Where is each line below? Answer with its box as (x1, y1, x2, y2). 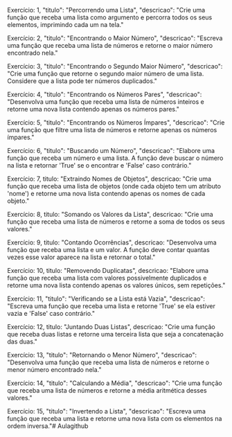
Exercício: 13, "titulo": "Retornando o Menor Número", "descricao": (7, 351, 197, 359)
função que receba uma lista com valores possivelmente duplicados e (7, 274, 207, 282)
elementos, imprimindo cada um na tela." (7, 21, 124, 28)
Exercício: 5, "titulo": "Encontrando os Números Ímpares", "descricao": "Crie (7, 118, 225, 127)
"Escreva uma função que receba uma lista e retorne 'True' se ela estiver (7, 302, 216, 310)
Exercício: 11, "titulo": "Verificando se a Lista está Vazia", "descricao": (7, 294, 206, 303)
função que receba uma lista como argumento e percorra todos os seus (7, 13, 213, 21)
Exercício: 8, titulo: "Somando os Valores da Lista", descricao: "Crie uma (7, 211, 213, 218)
